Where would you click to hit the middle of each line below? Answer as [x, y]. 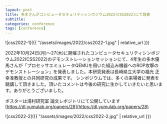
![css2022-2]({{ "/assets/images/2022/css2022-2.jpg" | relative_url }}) [78, 116]
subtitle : [15, 19]
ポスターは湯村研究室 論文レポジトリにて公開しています [63, 101]
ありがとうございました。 [40, 90]
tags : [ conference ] [25, 28]
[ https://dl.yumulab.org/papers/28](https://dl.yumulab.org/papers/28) [77, 107]
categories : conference [30, 24]
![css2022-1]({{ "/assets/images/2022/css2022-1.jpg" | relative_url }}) [77, 42]
